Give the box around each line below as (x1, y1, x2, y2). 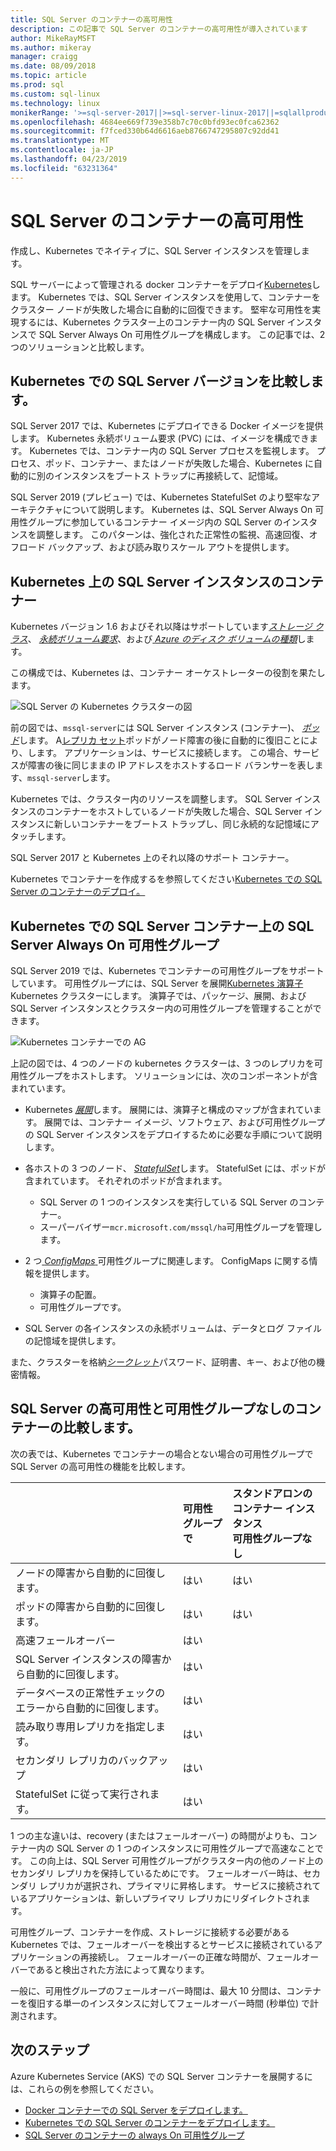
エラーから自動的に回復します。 (15, 1701, 165, 1715)
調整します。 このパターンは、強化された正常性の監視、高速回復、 (36, 529, 310, 541)
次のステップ (10, 2042, 90, 2059)
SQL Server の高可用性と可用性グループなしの (10, 1401, 296, 1418)
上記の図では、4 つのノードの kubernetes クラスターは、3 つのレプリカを (10, 1057, 315, 1069)
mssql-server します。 (26, 772, 116, 784)
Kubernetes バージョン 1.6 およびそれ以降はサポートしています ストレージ (10, 621, 313, 633)
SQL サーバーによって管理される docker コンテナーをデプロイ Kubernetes (10, 278, 312, 290)
